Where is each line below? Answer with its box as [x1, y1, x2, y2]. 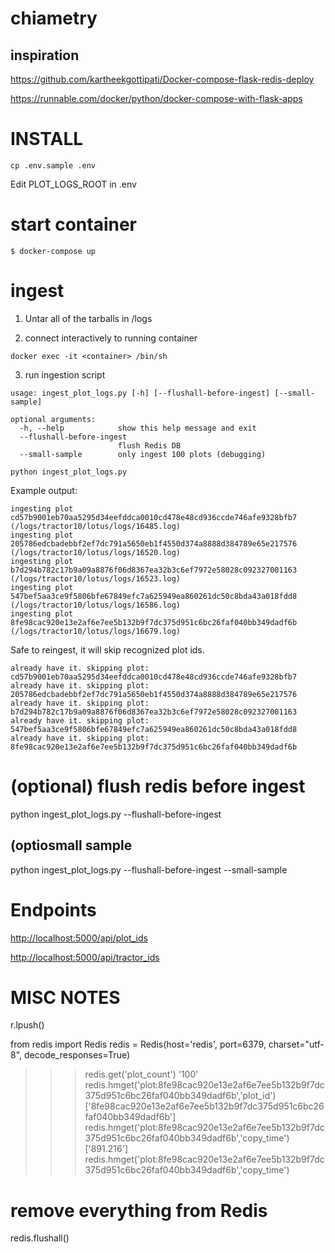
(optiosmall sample [10, 837, 133, 854]
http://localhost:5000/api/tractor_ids [10, 951, 160, 963]
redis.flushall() [10, 1232, 70, 1244]
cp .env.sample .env [10, 160, 97, 171]
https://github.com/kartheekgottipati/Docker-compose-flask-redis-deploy [10, 73, 315, 85]
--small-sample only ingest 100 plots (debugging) [19, 449, 267, 459]
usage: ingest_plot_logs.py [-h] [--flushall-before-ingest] [10, 388, 271, 398]
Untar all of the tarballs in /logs [24, 312, 153, 324]
